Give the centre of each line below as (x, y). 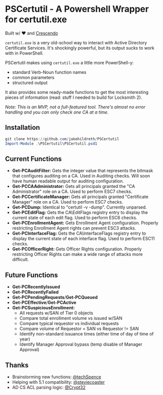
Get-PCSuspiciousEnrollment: (43, 308)
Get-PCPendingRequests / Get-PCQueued (55, 297)
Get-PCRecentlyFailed (35, 292)
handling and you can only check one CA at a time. (57, 112)
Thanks (17, 365)
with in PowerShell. (24, 53)
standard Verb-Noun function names (49, 72)
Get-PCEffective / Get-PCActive (44, 303)
